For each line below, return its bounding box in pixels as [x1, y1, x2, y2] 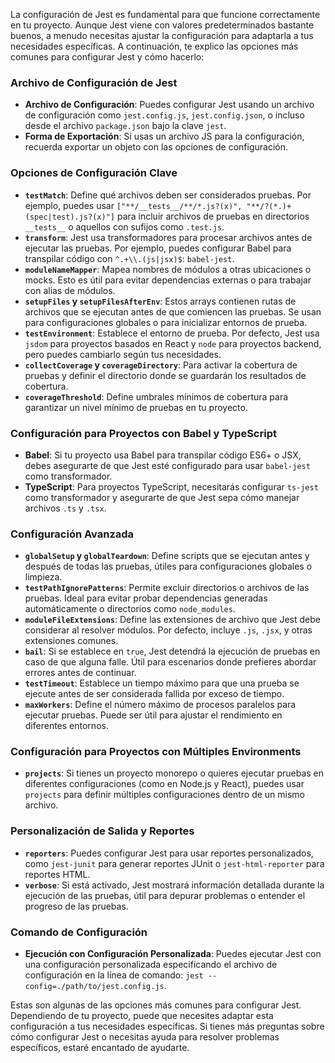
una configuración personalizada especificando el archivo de [24, 959, 278, 971]
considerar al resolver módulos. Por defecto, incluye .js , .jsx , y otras [24, 624, 313, 636]
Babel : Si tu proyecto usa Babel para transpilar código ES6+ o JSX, [24, 449, 302, 461]
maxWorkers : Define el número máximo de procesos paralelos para [24, 699, 297, 711]
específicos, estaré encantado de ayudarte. [10, 1042, 190, 1054]
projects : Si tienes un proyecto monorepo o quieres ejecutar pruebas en [24, 767, 325, 779]
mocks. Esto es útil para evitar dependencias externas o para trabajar [24, 274, 312, 286]
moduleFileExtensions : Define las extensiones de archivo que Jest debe [24, 614, 321, 626]
